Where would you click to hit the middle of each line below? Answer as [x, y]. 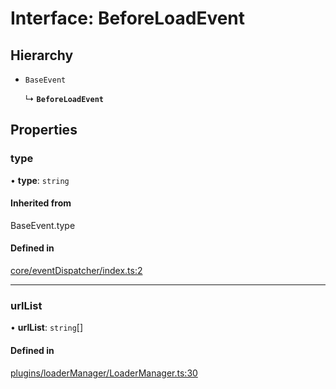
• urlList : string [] [47, 328]
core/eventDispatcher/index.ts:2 [76, 271]
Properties [44, 130]
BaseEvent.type [43, 225]
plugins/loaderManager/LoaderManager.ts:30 [104, 373]
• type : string [40, 180]
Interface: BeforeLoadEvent [128, 18]
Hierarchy [42, 55]
